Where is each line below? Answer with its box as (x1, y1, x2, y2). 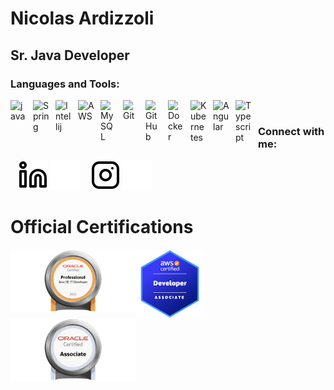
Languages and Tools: (10, 77, 120, 91)
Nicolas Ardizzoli (10, 7, 155, 30)
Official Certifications (10, 216, 194, 239)
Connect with (258, 124, 325, 138)
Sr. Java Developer (10, 47, 130, 64)
